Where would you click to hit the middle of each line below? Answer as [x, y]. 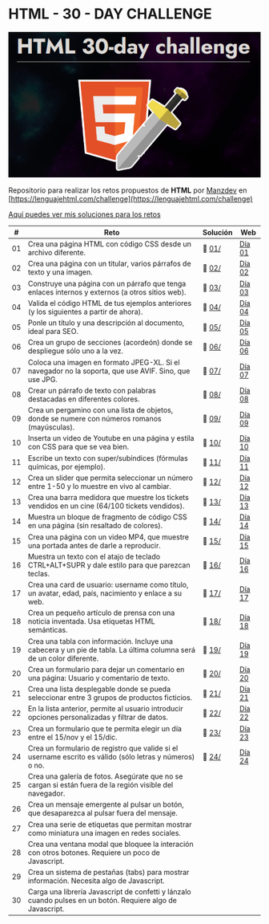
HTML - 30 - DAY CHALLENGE [110, 14]
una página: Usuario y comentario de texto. [98, 678]
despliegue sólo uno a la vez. [76, 351]
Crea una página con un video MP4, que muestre [108, 537]
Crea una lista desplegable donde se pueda [99, 689]
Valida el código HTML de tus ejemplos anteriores [110, 303]
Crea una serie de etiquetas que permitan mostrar [110, 824]
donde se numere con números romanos [94, 419]
